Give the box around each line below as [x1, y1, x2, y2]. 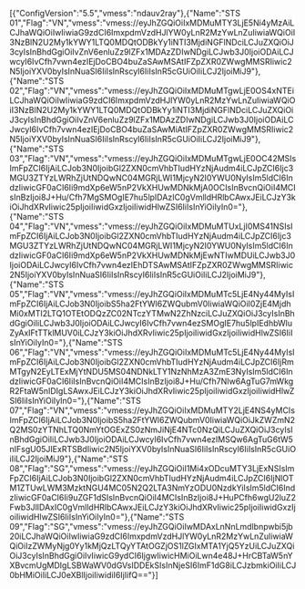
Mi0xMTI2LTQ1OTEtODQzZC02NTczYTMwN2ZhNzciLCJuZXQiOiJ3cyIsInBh [9, 308, 296, 318]
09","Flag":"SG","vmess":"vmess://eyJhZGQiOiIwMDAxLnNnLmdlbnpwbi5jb [9, 522, 293, 532]
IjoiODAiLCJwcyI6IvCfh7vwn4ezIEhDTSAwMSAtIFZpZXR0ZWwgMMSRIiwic [9, 260, 294, 270]
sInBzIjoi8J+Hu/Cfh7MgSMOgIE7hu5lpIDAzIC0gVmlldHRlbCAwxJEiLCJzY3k [9, 191, 296, 202]
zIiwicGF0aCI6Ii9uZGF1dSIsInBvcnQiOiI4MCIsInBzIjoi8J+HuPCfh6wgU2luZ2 [9, 492, 296, 502]
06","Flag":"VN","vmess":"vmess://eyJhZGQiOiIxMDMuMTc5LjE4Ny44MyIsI [9, 346, 295, 357]
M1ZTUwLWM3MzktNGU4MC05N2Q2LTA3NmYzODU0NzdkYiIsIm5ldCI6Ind [9, 482, 296, 493]
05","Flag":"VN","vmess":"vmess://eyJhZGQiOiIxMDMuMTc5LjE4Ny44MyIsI [9, 289, 295, 299]
